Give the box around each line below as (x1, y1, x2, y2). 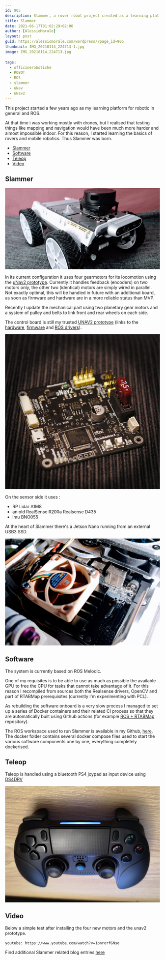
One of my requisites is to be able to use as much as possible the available (5, 677, 156, 683)
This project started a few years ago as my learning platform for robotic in (5, 105, 155, 111)
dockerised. (5, 744, 29, 750)
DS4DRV (5, 776, 23, 782)
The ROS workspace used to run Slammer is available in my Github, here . (5, 728, 153, 734)
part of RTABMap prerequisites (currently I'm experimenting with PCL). (5, 693, 148, 699)
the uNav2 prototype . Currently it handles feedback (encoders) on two (5, 279, 148, 285)
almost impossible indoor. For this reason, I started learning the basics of (5, 130, 153, 136)
